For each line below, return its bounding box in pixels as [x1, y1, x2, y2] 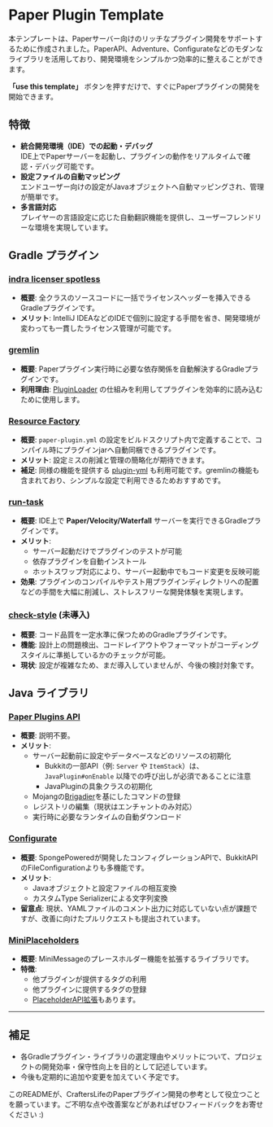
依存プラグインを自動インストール [32, 556, 147, 567]
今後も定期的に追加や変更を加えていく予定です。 [19, 1072, 184, 1081]
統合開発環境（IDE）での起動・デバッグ [19, 141, 154, 151]
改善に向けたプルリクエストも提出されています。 [41, 914, 205, 923]
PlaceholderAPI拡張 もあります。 [32, 994, 141, 1004]
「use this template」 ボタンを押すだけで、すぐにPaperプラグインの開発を [8, 81, 261, 91]
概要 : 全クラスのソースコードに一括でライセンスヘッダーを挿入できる [19, 293, 252, 303]
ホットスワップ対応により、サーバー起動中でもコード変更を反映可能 [32, 567, 260, 577]
